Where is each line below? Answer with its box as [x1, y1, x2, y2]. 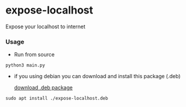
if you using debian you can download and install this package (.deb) [13, 73, 181, 80]
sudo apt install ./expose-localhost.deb [5, 95, 109, 102]
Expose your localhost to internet [5, 23, 86, 30]
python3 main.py [5, 62, 45, 68]
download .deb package [13, 84, 73, 91]
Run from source [13, 51, 55, 58]
